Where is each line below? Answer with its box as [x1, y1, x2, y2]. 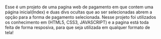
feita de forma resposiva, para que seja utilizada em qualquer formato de [5, 25, 150, 30]
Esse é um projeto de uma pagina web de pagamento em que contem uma [5, 4, 154, 10]
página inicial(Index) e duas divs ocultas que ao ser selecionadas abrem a [5, 9, 152, 15]
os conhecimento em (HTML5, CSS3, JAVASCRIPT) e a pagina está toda [5, 19, 149, 25]
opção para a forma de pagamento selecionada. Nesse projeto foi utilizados [5, 14, 156, 20]
